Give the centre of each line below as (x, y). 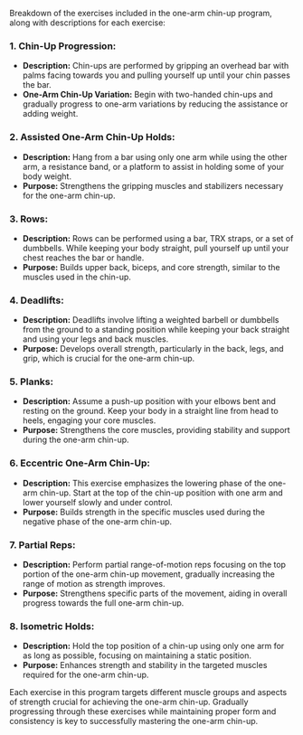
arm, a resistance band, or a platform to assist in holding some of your (153, 166)
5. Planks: (32, 382)
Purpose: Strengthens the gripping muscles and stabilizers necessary (153, 185)
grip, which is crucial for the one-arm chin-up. (109, 358)
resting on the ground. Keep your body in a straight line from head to (150, 411)
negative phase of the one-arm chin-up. (97, 521)
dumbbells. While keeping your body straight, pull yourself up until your (156, 248)
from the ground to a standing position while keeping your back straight (156, 330)
